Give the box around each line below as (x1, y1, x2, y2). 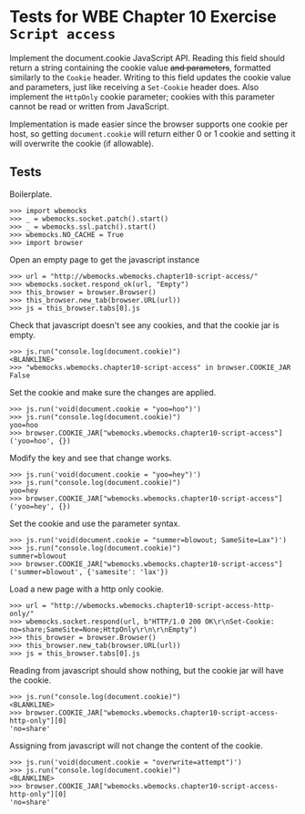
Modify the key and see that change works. (9, 452, 172, 463)
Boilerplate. (9, 189, 53, 200)
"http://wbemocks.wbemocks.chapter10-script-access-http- (49, 601, 275, 610)
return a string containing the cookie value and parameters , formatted (9, 62, 271, 73)
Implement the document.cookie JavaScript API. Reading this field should (9, 52, 285, 63)
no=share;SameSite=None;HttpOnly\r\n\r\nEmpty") (9, 624, 198, 634)
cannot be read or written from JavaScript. (9, 100, 170, 111)
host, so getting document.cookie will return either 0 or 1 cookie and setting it (9, 128, 296, 139)
